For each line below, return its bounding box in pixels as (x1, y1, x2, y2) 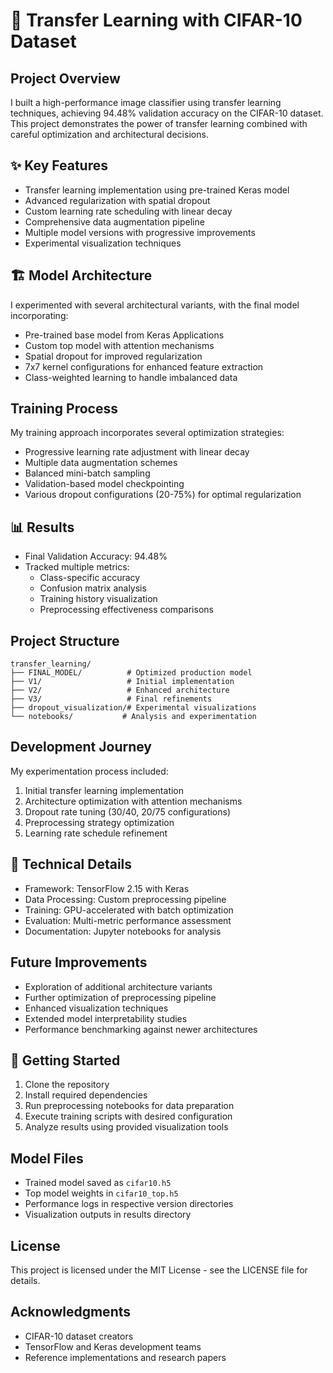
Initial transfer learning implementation (24, 784, 185, 796)
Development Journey (10, 739, 153, 756)
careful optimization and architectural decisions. (10, 129, 209, 140)
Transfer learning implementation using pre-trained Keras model (24, 184, 290, 196)
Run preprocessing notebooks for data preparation (24, 1100, 235, 1112)
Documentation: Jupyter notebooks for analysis (24, 925, 222, 937)
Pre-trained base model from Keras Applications (24, 329, 225, 341)
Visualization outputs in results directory (24, 1209, 192, 1221)
